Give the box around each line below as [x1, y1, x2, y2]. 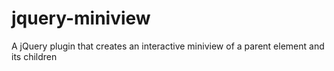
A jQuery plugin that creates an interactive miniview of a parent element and [11, 40, 325, 52]
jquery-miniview [11, 7, 151, 30]
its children [11, 50, 58, 62]
